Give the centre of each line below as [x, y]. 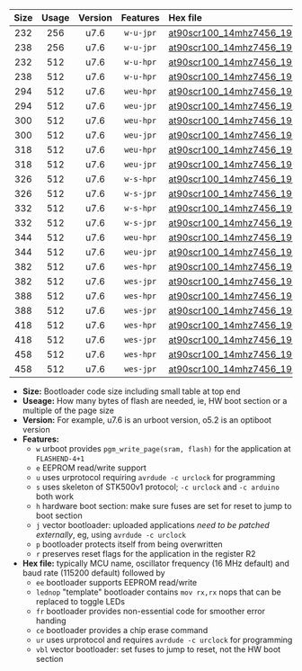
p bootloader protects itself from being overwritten [129, 544]
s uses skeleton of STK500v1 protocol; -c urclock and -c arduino [158, 487]
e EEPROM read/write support [91, 468]
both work [55, 497]
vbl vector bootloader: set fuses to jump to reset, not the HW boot [158, 649]
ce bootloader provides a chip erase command [122, 630]
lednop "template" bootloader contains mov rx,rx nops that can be [158, 592]
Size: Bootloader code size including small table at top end [131, 391]
